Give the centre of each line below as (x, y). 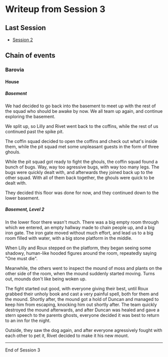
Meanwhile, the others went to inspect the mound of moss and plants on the (84, 268)
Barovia (15, 70)
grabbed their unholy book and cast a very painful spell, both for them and (82, 294)
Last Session (25, 28)
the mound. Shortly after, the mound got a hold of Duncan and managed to (82, 299)
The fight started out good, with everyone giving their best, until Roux (77, 288)
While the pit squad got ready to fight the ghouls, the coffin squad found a (81, 161)
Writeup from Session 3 (55, 9)
